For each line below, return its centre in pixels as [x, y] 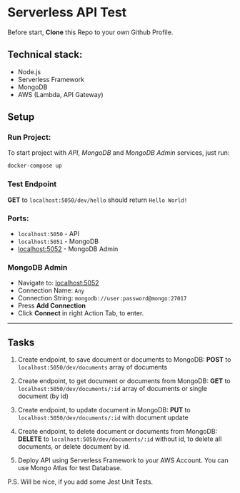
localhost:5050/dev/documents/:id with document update [103, 417]
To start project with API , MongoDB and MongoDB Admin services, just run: [119, 153]
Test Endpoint [32, 184]
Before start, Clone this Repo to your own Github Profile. [90, 32]
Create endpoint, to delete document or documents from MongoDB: [117, 432]
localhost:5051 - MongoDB [58, 241]
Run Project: [29, 138]
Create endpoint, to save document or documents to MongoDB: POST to [124, 360]
